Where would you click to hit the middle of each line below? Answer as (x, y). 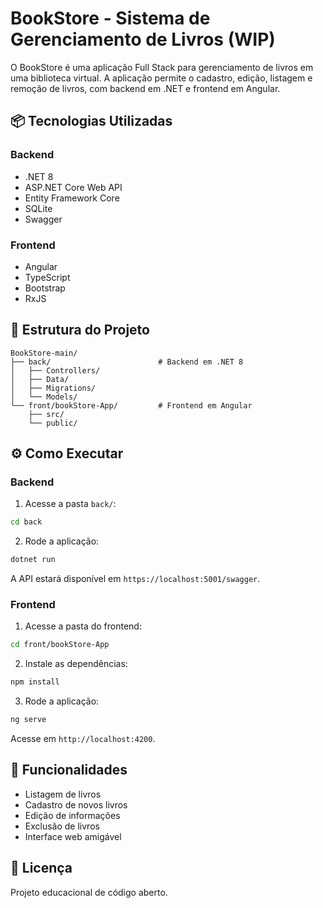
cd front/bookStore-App (60, 645)
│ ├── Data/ (40, 379)
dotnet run (33, 560)
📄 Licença (41, 868)
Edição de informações (72, 815)
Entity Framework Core (72, 198)
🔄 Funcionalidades (69, 770)
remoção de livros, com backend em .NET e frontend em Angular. (145, 88)
